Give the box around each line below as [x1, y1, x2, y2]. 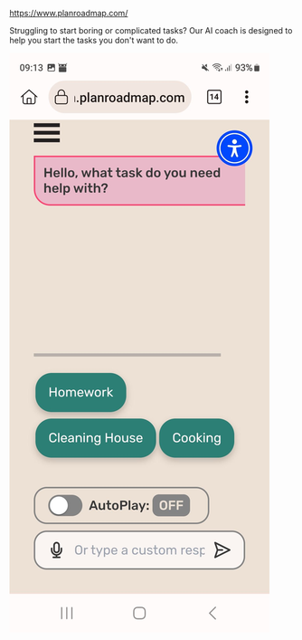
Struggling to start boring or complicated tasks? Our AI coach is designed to [9, 25, 293, 35]
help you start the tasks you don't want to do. [9, 35, 179, 45]
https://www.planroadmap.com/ [9, 8, 128, 18]
